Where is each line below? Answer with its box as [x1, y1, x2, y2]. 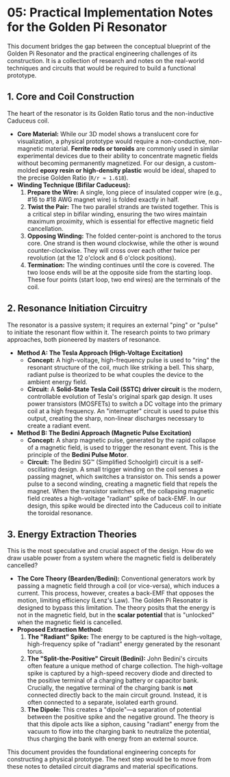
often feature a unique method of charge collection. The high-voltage [27, 662, 223, 670]
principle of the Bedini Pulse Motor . [27, 450, 129, 458]
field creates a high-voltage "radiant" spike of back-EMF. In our [27, 494, 207, 502]
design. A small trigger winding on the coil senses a [57, 465, 203, 473]
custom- [192, 159, 217, 167]
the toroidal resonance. [27, 508, 93, 517]
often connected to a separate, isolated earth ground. [27, 698, 179, 706]
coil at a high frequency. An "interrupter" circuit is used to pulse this [27, 406, 219, 415]
